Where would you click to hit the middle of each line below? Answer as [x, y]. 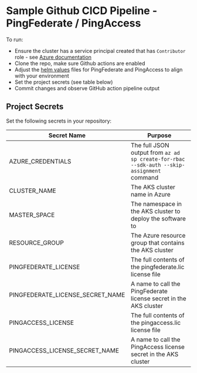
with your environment [42, 76]
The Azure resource [158, 235]
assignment [146, 171]
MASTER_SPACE [32, 215]
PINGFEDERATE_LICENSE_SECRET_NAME [67, 294]
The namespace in [156, 204]
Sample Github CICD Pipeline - [81, 11]
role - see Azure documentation [53, 57]
